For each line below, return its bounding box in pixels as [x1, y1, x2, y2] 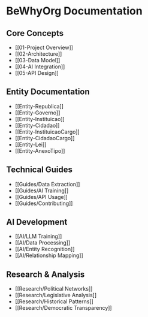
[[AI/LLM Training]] [14, 233, 62, 240]
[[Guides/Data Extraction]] [14, 180, 80, 188]
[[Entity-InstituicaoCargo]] [14, 128, 80, 135]
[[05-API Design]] [14, 70, 59, 76]
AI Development [6, 217, 68, 227]
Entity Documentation [6, 87, 90, 97]
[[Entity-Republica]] [14, 102, 64, 110]
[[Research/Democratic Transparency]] [14, 304, 112, 312]
